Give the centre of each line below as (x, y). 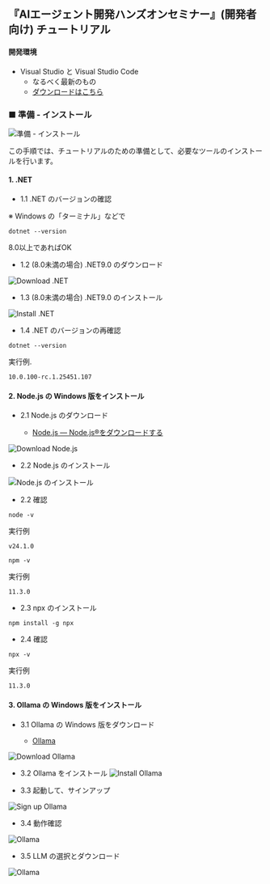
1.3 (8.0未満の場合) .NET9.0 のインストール (91, 298)
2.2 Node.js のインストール (65, 465)
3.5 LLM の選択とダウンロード (70, 856)
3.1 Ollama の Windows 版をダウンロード (87, 724)
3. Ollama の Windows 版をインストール (75, 704)
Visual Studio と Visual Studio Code (79, 71)
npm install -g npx (41, 624)
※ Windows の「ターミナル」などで (67, 216)
